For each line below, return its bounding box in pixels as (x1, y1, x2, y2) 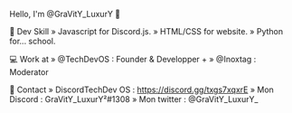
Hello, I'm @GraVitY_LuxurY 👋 (9, 9, 121, 19)
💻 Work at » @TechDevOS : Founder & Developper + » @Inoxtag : (9, 54, 257, 64)
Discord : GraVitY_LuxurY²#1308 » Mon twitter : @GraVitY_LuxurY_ (9, 94, 259, 104)
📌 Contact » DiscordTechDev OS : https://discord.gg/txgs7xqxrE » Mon (9, 84, 274, 95)
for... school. (9, 36, 56, 46)
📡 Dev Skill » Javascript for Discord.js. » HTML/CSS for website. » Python (9, 26, 283, 36)
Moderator (9, 67, 50, 77)
